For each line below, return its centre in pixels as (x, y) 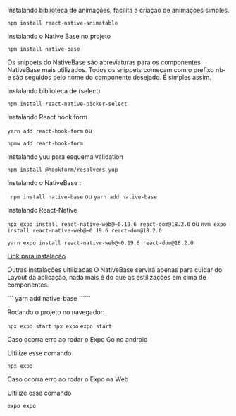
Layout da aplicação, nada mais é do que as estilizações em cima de (107, 277)
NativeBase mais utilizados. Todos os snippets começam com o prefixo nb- (117, 70)
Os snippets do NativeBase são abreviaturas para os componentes (104, 62)
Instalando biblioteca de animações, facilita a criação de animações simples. (118, 10)
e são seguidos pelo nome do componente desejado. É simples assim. (109, 77)
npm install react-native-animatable (63, 23)
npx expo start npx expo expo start (60, 326)
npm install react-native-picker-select (68, 104)
